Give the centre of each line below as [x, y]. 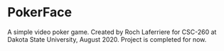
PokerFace [40, 12]
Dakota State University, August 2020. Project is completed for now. [107, 39]
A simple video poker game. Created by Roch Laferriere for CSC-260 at [112, 32]
